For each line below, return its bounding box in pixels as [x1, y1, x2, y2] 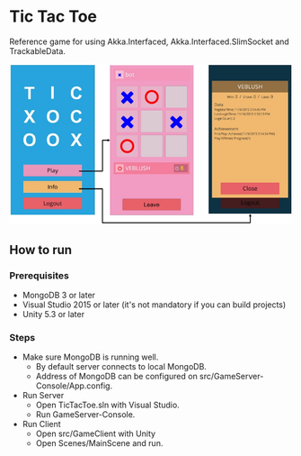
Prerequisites [9, 269, 69, 281]
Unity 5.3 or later [22, 309, 85, 320]
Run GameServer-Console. [35, 409, 136, 420]
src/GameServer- [199, 371, 264, 382]
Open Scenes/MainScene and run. [35, 438, 164, 449]
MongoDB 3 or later [22, 290, 96, 301]
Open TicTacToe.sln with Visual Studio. [35, 399, 180, 411]
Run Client [22, 419, 61, 430]
